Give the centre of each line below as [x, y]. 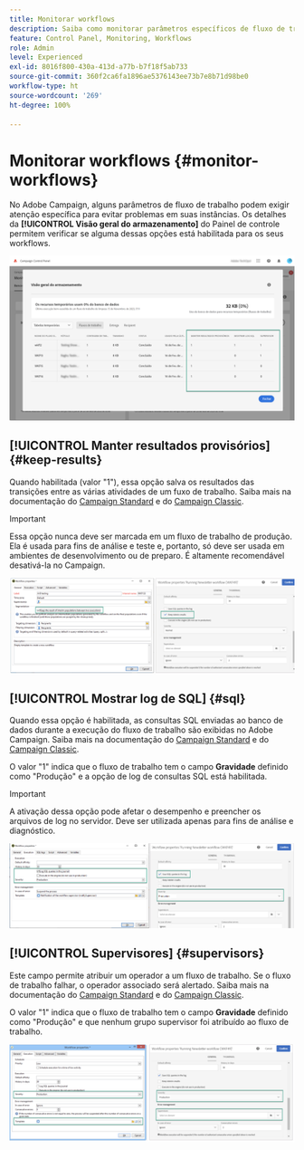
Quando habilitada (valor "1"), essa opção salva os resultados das [132, 482]
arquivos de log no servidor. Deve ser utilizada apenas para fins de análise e [152, 821]
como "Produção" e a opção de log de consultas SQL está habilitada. [138, 776]
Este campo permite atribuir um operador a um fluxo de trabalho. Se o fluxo [150, 975]
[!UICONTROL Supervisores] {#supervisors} [137, 954]
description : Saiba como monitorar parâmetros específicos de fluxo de [147, 29]
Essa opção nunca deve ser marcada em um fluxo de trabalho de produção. [151, 536]
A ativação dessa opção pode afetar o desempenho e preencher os [135, 811]
